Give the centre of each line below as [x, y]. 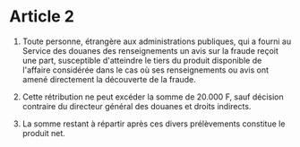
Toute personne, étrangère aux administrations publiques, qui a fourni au [157, 41]
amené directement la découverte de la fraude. [109, 79]
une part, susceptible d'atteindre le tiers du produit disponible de [142, 60]
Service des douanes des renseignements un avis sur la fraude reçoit [150, 50]
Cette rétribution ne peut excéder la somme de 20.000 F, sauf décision [153, 97]
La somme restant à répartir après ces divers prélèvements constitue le [154, 124]
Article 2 [42, 17]
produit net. [43, 133]
